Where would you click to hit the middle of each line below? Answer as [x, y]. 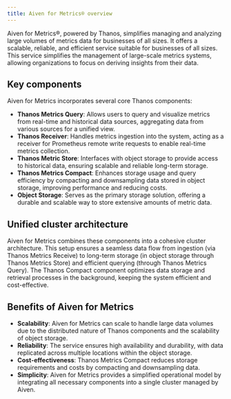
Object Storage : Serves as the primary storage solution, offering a [111, 195]
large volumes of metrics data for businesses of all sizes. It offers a [102, 40]
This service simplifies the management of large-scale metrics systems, [110, 55]
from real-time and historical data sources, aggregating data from [110, 122]
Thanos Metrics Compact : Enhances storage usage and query [107, 173]
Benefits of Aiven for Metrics [71, 307]
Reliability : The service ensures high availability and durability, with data [120, 346]
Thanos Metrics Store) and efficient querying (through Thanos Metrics [107, 263]
